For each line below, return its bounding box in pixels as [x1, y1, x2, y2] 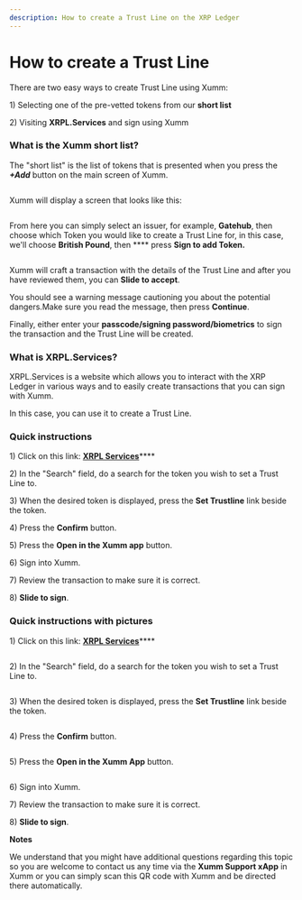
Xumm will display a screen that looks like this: [9, 195, 182, 206]
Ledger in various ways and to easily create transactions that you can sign [9, 381, 286, 392]
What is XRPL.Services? [9, 351, 118, 363]
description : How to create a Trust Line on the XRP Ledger [9, 13, 241, 23]
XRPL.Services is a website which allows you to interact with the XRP [9, 372, 266, 382]
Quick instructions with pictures [9, 615, 153, 628]
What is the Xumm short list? [9, 139, 140, 152]
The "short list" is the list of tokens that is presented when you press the [9, 160, 278, 170]
